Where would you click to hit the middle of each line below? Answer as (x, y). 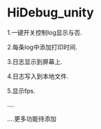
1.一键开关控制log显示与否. (45, 32)
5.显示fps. (21, 91)
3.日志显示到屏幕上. (35, 61)
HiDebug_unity (50, 13)
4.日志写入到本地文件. (38, 76)
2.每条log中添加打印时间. (42, 47)
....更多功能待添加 (32, 119)
